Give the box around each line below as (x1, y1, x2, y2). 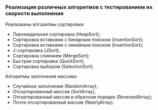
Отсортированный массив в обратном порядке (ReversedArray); (12, 94, 152, 100)
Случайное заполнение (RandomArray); (12, 83, 98, 89)
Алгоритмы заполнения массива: (5, 74, 77, 80)
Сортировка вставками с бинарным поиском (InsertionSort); (12, 36, 144, 43)
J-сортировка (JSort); (12, 47, 60, 54)
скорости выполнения (5, 10, 64, 17)
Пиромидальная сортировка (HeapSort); (12, 31, 100, 38)
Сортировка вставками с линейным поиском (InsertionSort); (12, 42, 144, 48)
